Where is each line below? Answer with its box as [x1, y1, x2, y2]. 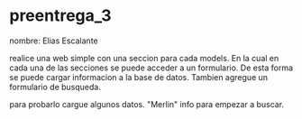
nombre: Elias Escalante [9, 35, 98, 46]
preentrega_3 [9, 5, 112, 26]
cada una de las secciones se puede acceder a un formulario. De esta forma [9, 62, 294, 73]
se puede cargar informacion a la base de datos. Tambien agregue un [9, 71, 269, 82]
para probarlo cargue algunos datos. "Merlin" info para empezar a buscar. [9, 98, 285, 109]
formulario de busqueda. [9, 81, 101, 92]
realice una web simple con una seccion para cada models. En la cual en [9, 52, 279, 63]
